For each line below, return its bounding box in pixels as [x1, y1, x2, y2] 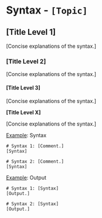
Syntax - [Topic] [6, 4, 88, 17]
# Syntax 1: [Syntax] [6, 185, 59, 191]
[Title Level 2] [6, 57, 46, 65]
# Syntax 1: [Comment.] [6, 143, 64, 149]
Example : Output [6, 174, 47, 181]
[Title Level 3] [6, 84, 40, 91]
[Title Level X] [6, 108, 41, 115]
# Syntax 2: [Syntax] [6, 201, 59, 207]
